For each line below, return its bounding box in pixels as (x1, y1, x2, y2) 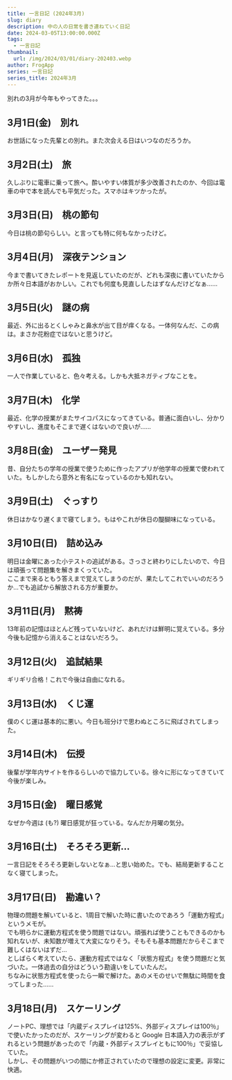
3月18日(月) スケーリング (7, 1002, 121, 1014)
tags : (7, 36, 23, 43)
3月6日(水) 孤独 (7, 352, 81, 364)
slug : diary (7, 17, 42, 24)
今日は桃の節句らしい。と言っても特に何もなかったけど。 (7, 229, 170, 237)
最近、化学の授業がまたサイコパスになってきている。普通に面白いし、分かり (7, 414, 225, 423)
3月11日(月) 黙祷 (7, 605, 83, 617)
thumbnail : (7, 49, 39, 56)
